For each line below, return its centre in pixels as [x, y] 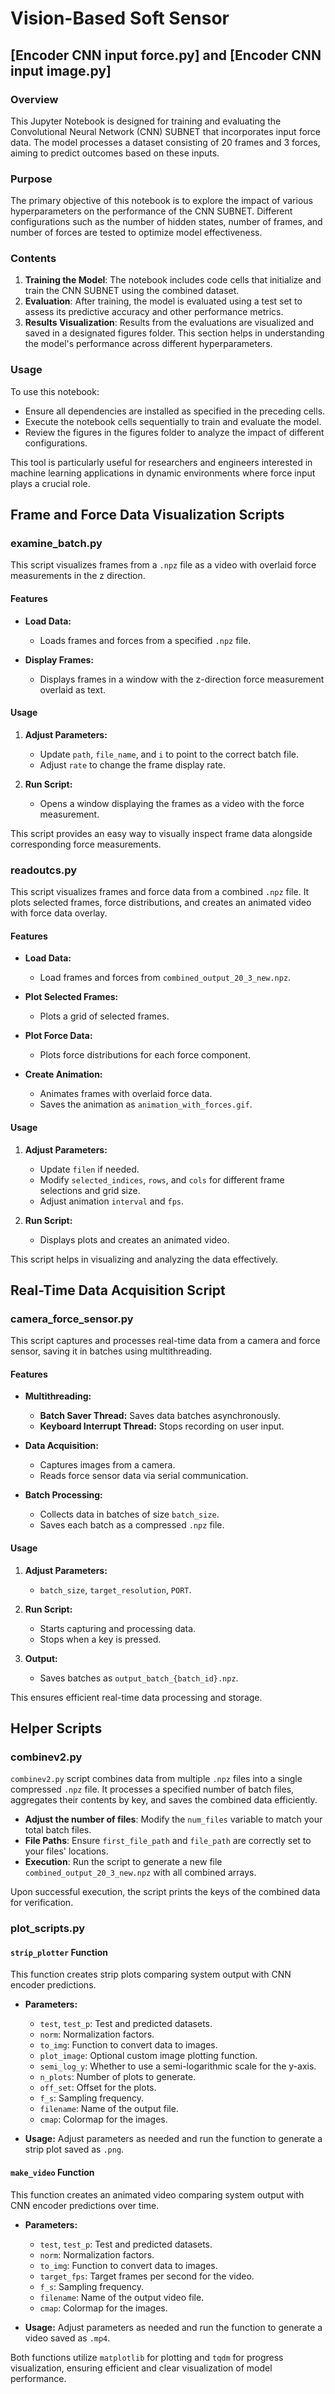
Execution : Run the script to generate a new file [123, 1862]
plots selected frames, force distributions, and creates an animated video [161, 903]
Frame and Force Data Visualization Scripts [147, 515]
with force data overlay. [59, 913]
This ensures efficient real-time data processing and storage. [136, 1697]
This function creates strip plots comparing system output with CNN [151, 1974]
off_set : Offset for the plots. [98, 2088]
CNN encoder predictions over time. [85, 2205]
